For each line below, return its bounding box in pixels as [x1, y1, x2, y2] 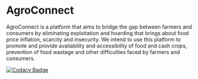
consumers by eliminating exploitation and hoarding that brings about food [6, 29, 189, 36]
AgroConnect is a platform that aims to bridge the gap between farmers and [6, 23, 192, 30]
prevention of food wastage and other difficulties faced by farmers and [6, 48, 180, 55]
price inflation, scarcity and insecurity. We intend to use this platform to [6, 36, 181, 43]
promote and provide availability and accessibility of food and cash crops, [6, 42, 187, 49]
